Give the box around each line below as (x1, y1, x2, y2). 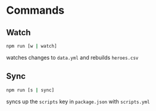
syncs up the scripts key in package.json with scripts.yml (6, 98, 150, 105)
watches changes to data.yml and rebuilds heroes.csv (6, 54, 139, 61)
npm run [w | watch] (6, 43, 58, 49)
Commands (6, 4, 65, 17)
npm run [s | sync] (6, 87, 55, 93)
